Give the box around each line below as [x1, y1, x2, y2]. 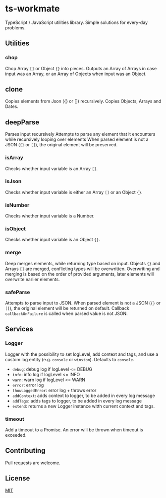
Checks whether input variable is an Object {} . [5, 237, 100, 243]
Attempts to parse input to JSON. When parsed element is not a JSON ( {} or [5, 300, 161, 306]
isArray [5, 154, 24, 161]
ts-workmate [5, 3, 60, 14]
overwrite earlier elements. [5, 276, 60, 282]
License [5, 474, 30, 483]
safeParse [5, 289, 31, 296]
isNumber [5, 201, 30, 208]
